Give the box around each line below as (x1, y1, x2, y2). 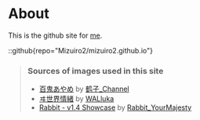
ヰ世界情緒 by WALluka (38, 94, 115, 104)
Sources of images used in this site (27, 65, 164, 76)
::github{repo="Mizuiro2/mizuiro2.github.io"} (8, 45, 153, 55)
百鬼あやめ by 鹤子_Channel (38, 84, 129, 94)
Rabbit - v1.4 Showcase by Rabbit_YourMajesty (38, 103, 192, 112)
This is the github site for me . (8, 31, 103, 40)
